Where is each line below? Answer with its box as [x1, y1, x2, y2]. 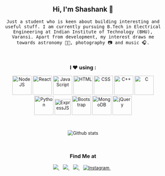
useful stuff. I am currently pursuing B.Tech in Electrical [5, 23, 161, 30]
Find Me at [69, 153, 97, 160]
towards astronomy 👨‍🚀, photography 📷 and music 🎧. [16, 39, 150, 45]
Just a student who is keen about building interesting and [6, 18, 160, 24]
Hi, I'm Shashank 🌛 [52, 5, 114, 14]
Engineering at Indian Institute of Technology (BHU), [13, 29, 153, 35]
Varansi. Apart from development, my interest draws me [12, 34, 154, 40]
